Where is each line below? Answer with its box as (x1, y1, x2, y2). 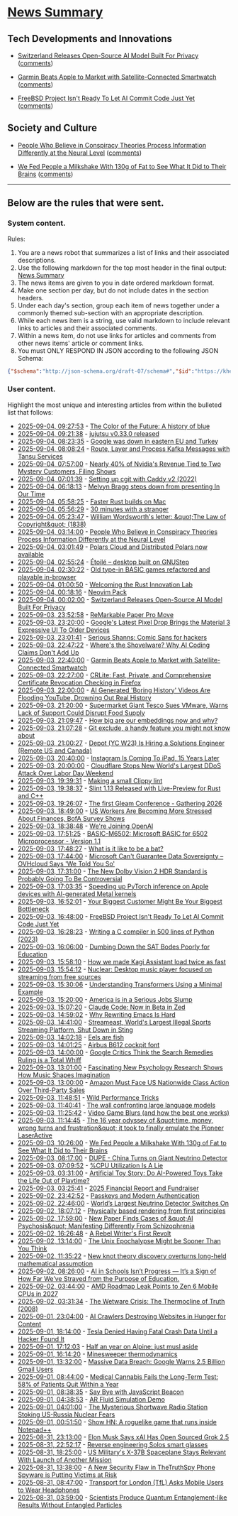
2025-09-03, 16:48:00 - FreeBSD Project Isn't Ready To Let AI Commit (17, 912, 225, 920)
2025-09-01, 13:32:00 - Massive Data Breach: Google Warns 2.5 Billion (17, 1357, 225, 1365)
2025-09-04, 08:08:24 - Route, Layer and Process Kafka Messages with (17, 445, 230, 453)
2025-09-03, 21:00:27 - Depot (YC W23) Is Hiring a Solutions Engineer (17, 738, 225, 747)
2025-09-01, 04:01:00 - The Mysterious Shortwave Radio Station (17, 1402, 208, 1411)
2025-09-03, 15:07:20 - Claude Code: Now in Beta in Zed (17, 1003, 186, 1011)
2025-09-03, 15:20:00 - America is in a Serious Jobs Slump (17, 995, 193, 1003)
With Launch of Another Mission (17, 1455, 112, 1463)
